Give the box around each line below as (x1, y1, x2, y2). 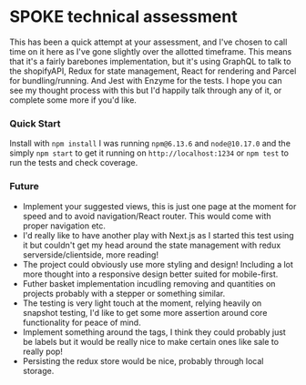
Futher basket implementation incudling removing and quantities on (22, 278, 276, 289)
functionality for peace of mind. (22, 317, 141, 328)
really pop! (22, 346, 64, 357)
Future (9, 180, 39, 193)
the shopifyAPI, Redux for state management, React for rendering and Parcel (9, 66, 297, 76)
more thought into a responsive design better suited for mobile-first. (22, 268, 279, 279)
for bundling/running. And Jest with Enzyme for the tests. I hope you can (9, 75, 282, 86)
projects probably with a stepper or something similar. (22, 288, 226, 299)
